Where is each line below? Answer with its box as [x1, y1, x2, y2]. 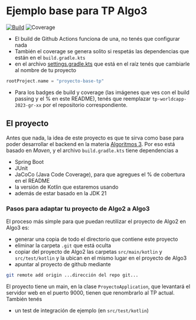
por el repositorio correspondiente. [43, 101, 128, 108]
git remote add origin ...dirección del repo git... [6, 272, 139, 278]
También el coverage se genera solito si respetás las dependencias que [14, 47, 190, 54]
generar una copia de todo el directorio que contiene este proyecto [14, 235, 178, 243]
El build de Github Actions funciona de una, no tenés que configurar [14, 35, 180, 42]
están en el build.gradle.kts [14, 54, 86, 61]
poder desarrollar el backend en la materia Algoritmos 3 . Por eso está [6, 140, 175, 147]
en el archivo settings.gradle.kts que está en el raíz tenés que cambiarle [14, 60, 190, 67]
